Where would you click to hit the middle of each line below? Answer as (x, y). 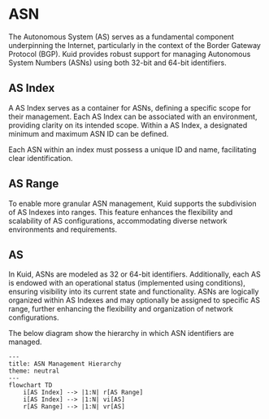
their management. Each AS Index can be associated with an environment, (133, 116)
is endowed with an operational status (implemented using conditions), (127, 283)
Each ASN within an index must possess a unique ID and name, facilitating (132, 149)
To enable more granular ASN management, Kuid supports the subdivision (132, 203)
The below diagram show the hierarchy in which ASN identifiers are (121, 334)
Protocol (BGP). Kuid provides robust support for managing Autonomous (130, 54)
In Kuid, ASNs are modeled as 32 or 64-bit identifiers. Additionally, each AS (135, 274)
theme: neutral (34, 371)
